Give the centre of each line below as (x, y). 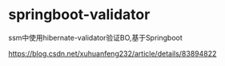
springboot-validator (79, 15)
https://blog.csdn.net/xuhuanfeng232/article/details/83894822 (112, 53)
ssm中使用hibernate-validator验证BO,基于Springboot (95, 37)
